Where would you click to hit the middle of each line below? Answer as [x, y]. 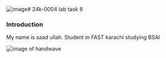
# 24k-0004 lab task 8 [55, 9]
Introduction [25, 24]
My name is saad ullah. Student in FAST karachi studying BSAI [83, 37]
